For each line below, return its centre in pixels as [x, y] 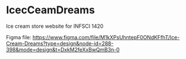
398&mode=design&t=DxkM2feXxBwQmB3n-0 [63, 49]
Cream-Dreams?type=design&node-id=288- [60, 43]
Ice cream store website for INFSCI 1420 [55, 26]
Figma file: [19, 37]
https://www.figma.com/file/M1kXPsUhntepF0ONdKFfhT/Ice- [106, 37]
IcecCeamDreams [51, 10]
